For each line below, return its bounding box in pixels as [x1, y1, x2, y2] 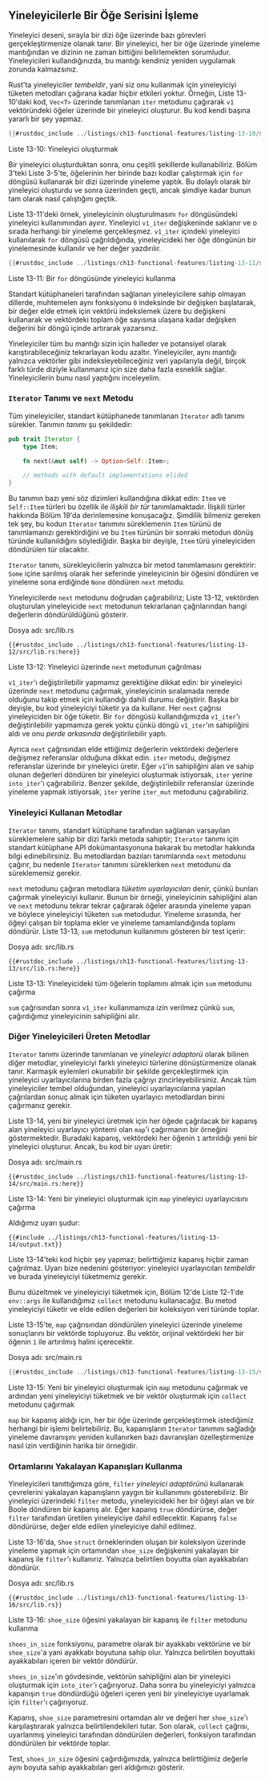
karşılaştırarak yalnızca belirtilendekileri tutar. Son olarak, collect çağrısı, [8, 1721, 250, 1731]
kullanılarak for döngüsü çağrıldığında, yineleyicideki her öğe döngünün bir [8, 234, 256, 244]
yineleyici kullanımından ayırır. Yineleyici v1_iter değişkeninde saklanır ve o [8, 218, 258, 227]
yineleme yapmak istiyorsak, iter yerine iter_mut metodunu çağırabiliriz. [8, 787, 250, 796]
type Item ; [22, 442, 59, 450]
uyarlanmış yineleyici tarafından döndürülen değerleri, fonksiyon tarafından [8, 1730, 256, 1739]
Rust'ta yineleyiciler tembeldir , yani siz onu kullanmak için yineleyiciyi [8, 79, 237, 89]
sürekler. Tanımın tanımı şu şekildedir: [8, 419, 133, 429]
